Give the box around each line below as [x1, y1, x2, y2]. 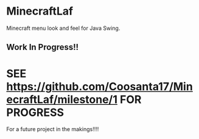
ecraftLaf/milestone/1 [6, 93, 117, 106]
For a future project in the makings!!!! [6, 126, 99, 133]
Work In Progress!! [6, 42, 79, 52]
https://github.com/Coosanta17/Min [6, 79, 193, 93]
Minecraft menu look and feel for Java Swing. [6, 24, 120, 32]
